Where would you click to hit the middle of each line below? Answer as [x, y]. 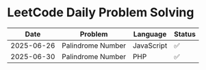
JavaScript [150, 46]
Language [150, 34]
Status [185, 34]
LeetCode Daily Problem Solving [101, 13]
